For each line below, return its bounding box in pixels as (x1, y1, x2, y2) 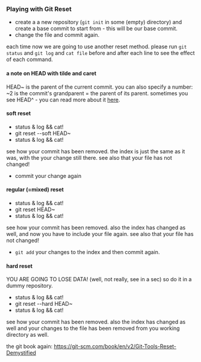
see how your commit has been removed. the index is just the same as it (6, 147, 185, 155)
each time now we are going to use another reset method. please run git (6, 43, 187, 50)
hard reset (6, 262, 33, 270)
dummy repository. (6, 282, 53, 290)
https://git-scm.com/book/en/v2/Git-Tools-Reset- (54, 343, 176, 350)
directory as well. (6, 331, 49, 338)
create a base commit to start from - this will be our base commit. (14, 25, 178, 32)
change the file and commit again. (14, 31, 100, 39)
